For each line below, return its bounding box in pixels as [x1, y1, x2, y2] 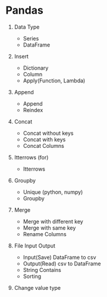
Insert [14, 52, 29, 60]
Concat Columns [23, 142, 65, 149]
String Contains [23, 266, 62, 273]
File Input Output [14, 242, 56, 249]
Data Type [14, 23, 40, 30]
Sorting [23, 273, 42, 280]
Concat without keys [23, 129, 74, 137]
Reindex [23, 106, 43, 113]
